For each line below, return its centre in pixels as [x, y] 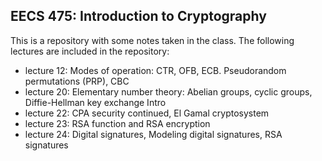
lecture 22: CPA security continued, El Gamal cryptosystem [147, 113]
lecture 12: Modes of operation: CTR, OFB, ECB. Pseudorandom [155, 70]
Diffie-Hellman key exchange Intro [95, 102]
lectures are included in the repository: [90, 51]
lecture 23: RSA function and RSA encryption [117, 123]
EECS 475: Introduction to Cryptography [138, 16]
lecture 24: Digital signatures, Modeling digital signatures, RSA [153, 134]
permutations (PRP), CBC [77, 81]
